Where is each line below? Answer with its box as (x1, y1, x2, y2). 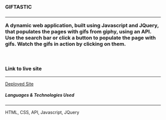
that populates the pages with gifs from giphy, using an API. (5, 28, 152, 35)
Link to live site (5, 65, 42, 72)
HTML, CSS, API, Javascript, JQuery (5, 109, 80, 115)
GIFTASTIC (5, 3, 32, 10)
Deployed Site (5, 80, 34, 87)
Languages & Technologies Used (5, 92, 75, 98)
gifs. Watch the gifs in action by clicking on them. (5, 40, 126, 47)
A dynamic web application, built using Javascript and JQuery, (5, 22, 159, 29)
